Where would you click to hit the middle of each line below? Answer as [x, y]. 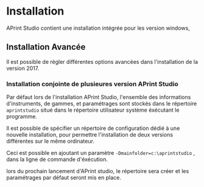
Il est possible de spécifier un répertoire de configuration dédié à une [93, 128]
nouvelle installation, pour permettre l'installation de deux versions [90, 135]
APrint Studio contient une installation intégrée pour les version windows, [98, 28]
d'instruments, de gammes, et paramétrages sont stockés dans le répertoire [102, 104]
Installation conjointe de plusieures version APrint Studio [92, 84]
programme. [22, 117]
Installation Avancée [46, 47]
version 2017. [23, 68]
